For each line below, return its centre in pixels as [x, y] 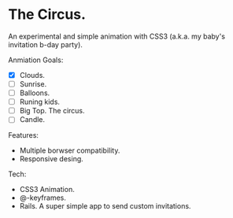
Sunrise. [33, 84]
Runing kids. [40, 102]
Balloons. [35, 93]
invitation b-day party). [45, 44]
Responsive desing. [52, 159]
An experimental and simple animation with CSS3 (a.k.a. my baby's [117, 36]
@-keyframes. [43, 198]
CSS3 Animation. [47, 190]
